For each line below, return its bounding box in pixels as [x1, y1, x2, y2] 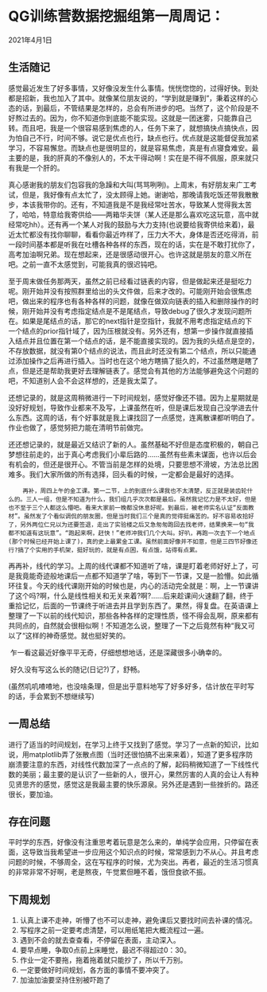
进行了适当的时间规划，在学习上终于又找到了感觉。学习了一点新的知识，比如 [8, 740, 259, 749]
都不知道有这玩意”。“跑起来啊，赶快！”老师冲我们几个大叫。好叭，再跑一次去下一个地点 [8, 529, 256, 537]
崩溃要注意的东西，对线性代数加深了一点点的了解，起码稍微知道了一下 [8, 760, 238, 769]
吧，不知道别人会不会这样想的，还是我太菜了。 [8, 376, 161, 385]
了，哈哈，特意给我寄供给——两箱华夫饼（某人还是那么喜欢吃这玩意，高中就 [8, 209, 259, 219]
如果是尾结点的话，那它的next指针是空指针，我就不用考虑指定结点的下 [21, 316, 253, 326]
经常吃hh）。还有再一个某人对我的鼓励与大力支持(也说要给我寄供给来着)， [8, 220, 248, 229]
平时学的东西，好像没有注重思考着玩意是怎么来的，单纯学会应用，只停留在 [8, 838, 252, 847]
